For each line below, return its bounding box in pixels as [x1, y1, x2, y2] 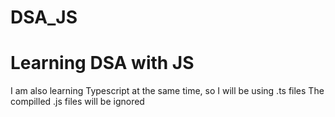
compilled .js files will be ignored [10, 96, 145, 108]
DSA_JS [10, 6, 78, 29]
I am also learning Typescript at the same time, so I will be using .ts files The [10, 85, 325, 97]
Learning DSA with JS [10, 52, 195, 75]
